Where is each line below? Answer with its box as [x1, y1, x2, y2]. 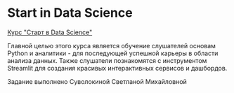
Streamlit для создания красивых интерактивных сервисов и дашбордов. [7, 64, 228, 72]
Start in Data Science [7, 5, 133, 21]
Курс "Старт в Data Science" [7, 28, 93, 36]
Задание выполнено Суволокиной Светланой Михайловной [7, 77, 188, 85]
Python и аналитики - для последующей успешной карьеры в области [7, 49, 219, 57]
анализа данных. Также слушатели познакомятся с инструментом [7, 56, 207, 64]
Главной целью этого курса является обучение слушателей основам [7, 41, 216, 50]
